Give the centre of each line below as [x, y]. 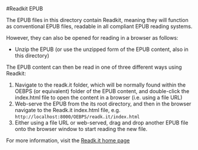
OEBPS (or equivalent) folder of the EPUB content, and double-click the [102, 91]
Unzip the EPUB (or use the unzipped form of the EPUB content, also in [101, 49]
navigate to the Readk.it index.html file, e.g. [67, 110]
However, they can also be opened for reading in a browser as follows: [92, 38]
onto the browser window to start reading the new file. [81, 129]
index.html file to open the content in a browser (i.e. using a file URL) [98, 98]
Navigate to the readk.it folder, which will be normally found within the [100, 85]
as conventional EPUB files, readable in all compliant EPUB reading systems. [99, 26]
